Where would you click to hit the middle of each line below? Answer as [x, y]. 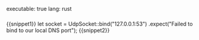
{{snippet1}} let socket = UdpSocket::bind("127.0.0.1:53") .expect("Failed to [99, 24]
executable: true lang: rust [39, 9]
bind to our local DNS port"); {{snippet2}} [58, 30]
